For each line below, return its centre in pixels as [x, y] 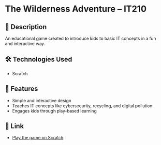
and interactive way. [25, 44]
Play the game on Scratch [38, 138]
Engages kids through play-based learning [54, 111]
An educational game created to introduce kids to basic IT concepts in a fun [80, 38]
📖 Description [26, 27]
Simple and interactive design [42, 100]
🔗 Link [15, 126]
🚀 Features [22, 89]
